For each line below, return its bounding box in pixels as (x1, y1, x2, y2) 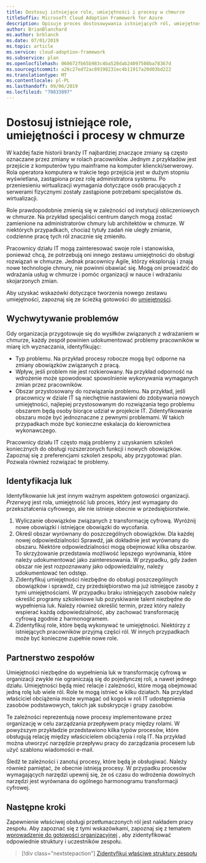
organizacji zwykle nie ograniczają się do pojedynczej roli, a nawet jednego (6, 676, 197, 683)
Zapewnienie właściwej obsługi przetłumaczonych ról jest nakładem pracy (6, 818, 194, 826)
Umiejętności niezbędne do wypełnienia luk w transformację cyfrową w (6, 669, 187, 676)
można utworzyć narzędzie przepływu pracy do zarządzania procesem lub (6, 739, 195, 747)
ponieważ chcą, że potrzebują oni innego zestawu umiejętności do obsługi (6, 251, 195, 258)
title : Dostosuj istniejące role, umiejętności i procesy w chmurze (6, 9, 185, 15)
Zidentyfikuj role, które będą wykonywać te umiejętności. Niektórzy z (15, 621, 191, 629)
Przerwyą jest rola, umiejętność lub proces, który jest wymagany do (6, 498, 178, 506)
